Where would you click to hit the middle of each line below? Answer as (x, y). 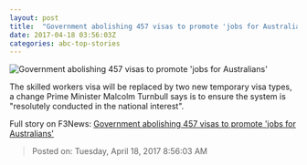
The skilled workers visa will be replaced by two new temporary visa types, (151, 87)
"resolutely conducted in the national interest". (97, 107)
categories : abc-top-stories (65, 43)
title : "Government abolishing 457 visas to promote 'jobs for (134, 26)
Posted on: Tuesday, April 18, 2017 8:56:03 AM (120, 151)
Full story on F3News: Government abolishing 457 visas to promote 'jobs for (153, 124)
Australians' (32, 134)
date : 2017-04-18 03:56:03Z (63, 35)
